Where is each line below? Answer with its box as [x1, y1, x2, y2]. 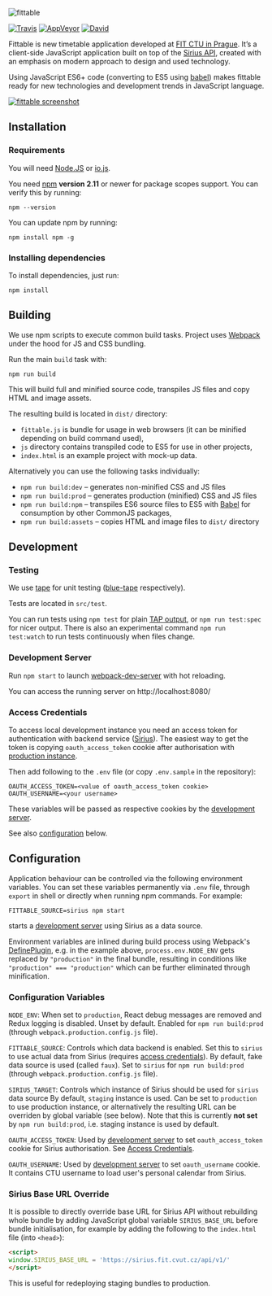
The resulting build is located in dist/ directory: [8, 408, 168, 418]
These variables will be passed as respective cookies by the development [8, 804, 256, 814]
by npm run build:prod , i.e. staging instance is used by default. [8, 1119, 219, 1129]
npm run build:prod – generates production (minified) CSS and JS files [19, 491, 257, 500]
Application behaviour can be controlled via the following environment [8, 873, 244, 883]
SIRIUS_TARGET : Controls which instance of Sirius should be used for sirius [8, 1084, 259, 1094]
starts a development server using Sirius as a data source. [8, 920, 203, 931]
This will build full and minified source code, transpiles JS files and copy [8, 384, 250, 394]
